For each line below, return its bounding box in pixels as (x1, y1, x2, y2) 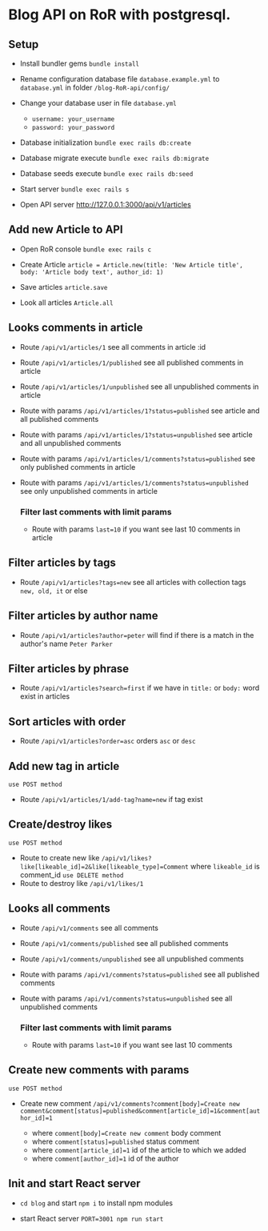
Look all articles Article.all (19, 298, 114, 307)
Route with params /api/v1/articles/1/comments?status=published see (19, 454, 256, 463)
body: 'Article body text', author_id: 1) (19, 268, 164, 276)
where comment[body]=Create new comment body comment (31, 1128, 222, 1137)
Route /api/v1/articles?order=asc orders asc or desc (19, 736, 196, 746)
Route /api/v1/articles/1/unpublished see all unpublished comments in (19, 382, 259, 391)
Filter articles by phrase (8, 662, 130, 676)
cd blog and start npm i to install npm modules (19, 1198, 174, 1208)
